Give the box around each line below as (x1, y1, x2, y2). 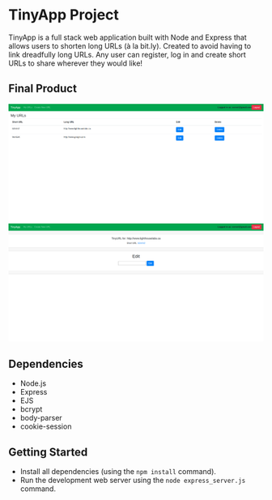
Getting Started (8, 445, 88, 459)
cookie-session (19, 421, 72, 431)
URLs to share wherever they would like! (8, 58, 143, 68)
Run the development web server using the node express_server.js (19, 476, 246, 485)
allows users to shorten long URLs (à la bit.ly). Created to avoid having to (8, 41, 252, 50)
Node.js (19, 378, 47, 388)
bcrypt (19, 404, 43, 414)
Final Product (8, 82, 77, 96)
